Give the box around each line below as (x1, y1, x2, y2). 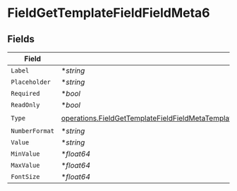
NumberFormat (11, 127, 55, 135)
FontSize (11, 173, 40, 180)
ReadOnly (11, 101, 40, 109)
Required (11, 90, 40, 97)
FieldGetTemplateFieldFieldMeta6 (7, 5, 210, 21)
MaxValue (11, 161, 40, 169)
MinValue (11, 150, 40, 158)
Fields (7, 33, 35, 45)
